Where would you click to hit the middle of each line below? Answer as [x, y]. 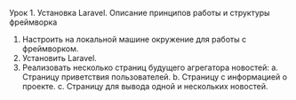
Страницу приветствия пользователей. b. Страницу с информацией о [154, 77]
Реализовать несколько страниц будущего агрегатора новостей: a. [150, 67]
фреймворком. [50, 49]
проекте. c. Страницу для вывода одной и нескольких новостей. [145, 86]
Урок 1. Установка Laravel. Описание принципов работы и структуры [140, 13]
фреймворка [33, 22]
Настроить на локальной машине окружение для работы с [134, 39]
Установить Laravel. [60, 58]
